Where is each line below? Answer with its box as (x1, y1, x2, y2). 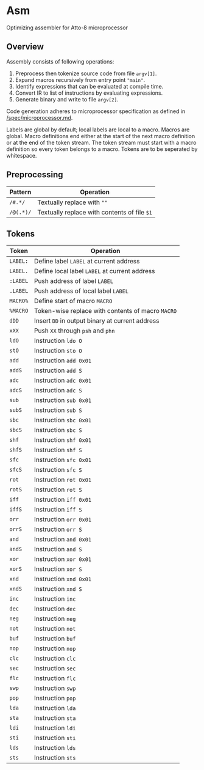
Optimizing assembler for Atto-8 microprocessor (6, 24, 128, 31)
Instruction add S (34, 366, 82, 375)
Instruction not (34, 625, 76, 633)
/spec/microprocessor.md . (6, 114, 73, 121)
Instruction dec (34, 604, 76, 613)
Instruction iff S (34, 505, 82, 514)
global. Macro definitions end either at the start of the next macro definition (6, 132, 195, 139)
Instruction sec (34, 664, 76, 673)
